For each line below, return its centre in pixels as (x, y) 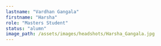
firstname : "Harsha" (32, 17)
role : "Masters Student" (37, 23)
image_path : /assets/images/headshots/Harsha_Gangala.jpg (80, 34)
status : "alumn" (26, 28)
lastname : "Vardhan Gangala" (42, 12)
